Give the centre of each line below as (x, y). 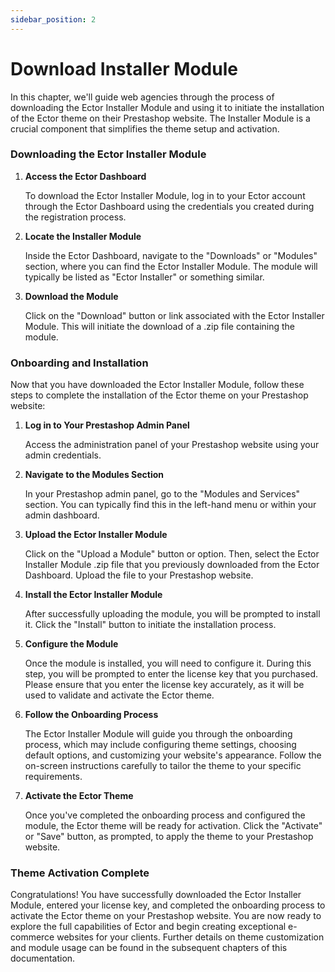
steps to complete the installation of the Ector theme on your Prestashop (159, 395)
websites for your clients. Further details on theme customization (190, 937)
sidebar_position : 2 (53, 19)
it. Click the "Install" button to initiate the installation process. (150, 625)
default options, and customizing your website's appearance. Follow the (173, 755)
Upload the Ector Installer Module (96, 535)
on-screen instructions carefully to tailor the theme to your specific (163, 766)
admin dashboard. (62, 515)
